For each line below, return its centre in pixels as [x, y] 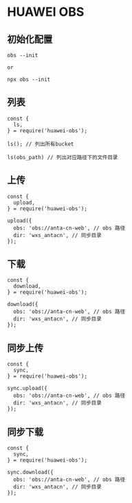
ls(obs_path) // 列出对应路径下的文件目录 [63, 157]
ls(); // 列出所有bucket [41, 144]
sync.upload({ [27, 389]
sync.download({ [30, 473]
